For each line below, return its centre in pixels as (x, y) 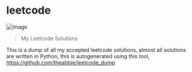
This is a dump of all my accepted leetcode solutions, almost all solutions (96, 50)
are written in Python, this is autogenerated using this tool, (78, 56)
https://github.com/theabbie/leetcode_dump (61, 62)
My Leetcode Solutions (49, 38)
